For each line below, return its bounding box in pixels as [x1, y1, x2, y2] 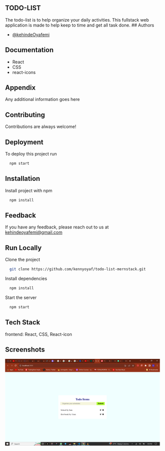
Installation [5, 175, 40, 183]
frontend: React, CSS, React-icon [5, 331, 72, 337]
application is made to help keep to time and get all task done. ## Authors [5, 22, 155, 28]
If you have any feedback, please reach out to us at [5, 224, 109, 230]
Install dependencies [5, 276, 48, 281]
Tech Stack [5, 318, 40, 326]
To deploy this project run [5, 151, 57, 157]
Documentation [5, 46, 54, 54]
